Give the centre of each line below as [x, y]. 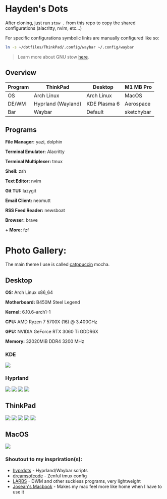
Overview [21, 73]
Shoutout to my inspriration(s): [44, 459]
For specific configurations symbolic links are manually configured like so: [82, 38]
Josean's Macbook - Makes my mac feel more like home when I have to [87, 486]
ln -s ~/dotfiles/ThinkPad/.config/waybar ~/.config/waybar [70, 47]
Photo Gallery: [36, 250]
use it [18, 492]
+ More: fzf [17, 230]
